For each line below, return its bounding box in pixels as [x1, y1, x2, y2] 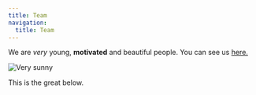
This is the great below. [8, 78, 84, 87]
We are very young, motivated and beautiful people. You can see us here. [8, 48, 248, 57]
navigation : [8, 19, 47, 27]
